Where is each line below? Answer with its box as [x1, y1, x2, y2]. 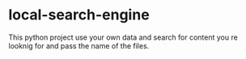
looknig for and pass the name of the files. [8, 40, 150, 50]
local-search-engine [8, 6, 150, 24]
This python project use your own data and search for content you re [8, 32, 239, 42]
